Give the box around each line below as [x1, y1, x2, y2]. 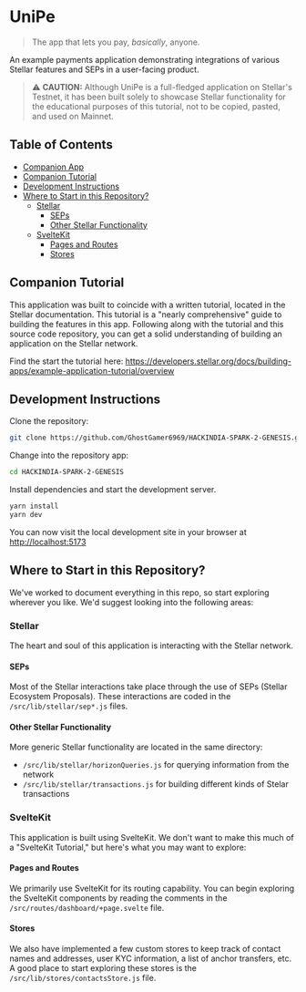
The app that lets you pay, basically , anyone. [31, 36, 200, 47]
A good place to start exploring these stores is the [9, 963, 198, 974]
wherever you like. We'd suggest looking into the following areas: [9, 596, 254, 607]
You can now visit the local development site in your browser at [9, 526, 248, 537]
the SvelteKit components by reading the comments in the [9, 892, 228, 904]
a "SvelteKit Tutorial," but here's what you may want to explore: [9, 842, 247, 852]
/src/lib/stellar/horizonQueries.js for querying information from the [22, 759, 290, 770]
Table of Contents [9, 137, 114, 152]
